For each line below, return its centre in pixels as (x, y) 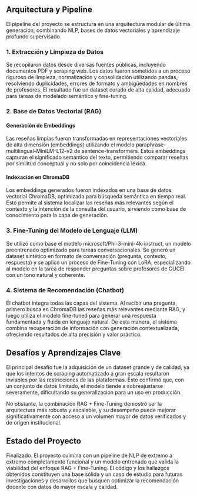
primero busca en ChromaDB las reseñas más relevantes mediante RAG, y (96, 309)
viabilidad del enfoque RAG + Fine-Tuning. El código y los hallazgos (88, 468)
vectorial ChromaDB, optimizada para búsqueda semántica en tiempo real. (96, 197)
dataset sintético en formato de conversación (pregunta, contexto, (86, 256)
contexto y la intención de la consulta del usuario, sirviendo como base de (96, 209)
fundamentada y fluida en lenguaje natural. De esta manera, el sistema (92, 322)
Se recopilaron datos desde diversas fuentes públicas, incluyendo (86, 65)
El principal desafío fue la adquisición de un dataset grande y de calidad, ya (98, 367)
